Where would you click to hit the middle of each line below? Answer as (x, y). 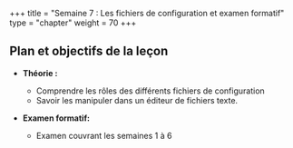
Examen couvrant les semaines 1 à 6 (104, 135)
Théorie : (40, 73)
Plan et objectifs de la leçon (89, 51)
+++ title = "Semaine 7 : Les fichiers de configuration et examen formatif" (147, 13)
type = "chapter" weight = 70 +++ (73, 23)
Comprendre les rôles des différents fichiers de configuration (150, 91)
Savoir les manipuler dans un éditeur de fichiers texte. (137, 100)
